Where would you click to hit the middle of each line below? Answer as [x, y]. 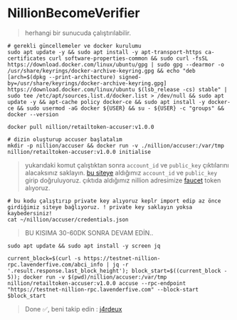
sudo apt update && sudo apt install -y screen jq [84, 246]
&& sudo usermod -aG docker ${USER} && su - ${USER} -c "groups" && [120, 108]
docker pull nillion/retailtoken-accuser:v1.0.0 [81, 127]
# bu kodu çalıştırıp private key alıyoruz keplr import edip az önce [114, 201]
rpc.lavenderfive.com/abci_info [55, 264]
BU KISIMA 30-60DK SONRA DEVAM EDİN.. [89, 232]
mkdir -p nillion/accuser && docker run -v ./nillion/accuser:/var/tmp [116, 145]
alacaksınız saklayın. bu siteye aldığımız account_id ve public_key [121, 172]
